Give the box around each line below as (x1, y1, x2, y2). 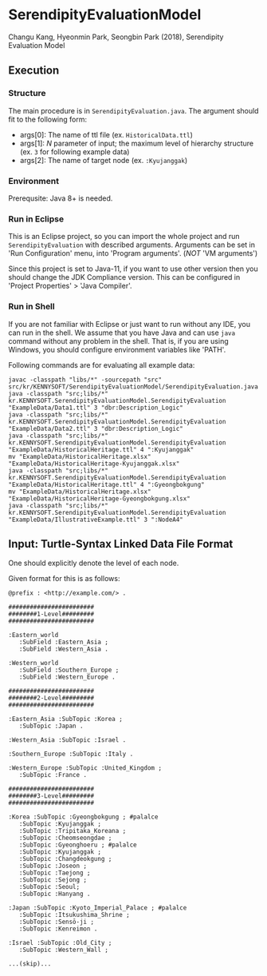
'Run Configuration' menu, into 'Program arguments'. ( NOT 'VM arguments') (8, 249, 258, 258)
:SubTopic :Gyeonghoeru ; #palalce (18, 841, 137, 849)
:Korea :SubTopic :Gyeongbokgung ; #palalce (8, 813, 159, 821)
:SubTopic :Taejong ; (18, 869, 91, 877)
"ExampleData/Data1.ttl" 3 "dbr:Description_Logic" (8, 404, 183, 412)
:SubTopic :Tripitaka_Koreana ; (18, 827, 127, 835)
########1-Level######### (8, 610, 94, 619)
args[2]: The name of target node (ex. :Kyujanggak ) (19, 155, 188, 165)
